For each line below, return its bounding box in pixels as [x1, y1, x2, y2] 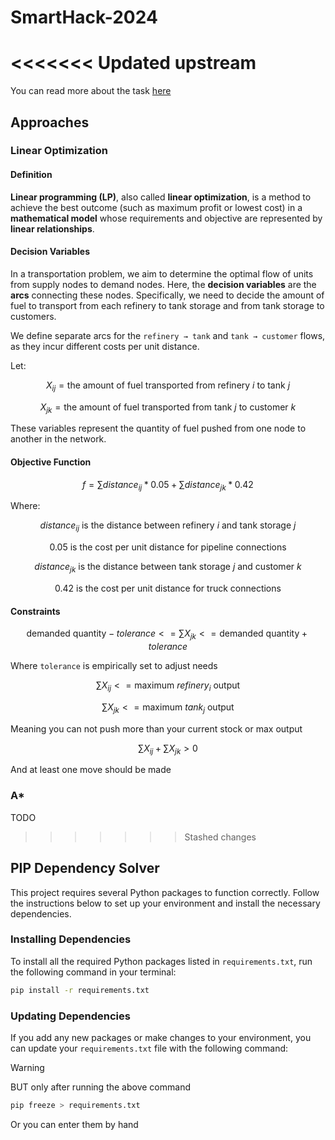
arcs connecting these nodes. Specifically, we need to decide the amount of [10, 289, 325, 301]
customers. [10, 310, 57, 322]
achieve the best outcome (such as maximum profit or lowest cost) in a [10, 201, 303, 213]
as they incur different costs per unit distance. [10, 340, 200, 352]
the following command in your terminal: [10, 966, 177, 978]
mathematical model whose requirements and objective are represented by [10, 212, 323, 224]
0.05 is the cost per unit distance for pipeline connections [49, 541, 287, 553]
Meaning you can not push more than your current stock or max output [10, 722, 303, 735]
